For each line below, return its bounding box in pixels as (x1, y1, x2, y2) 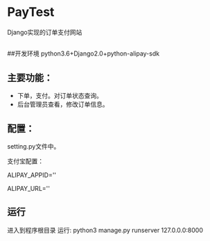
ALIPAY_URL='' (7, 184, 51, 192)
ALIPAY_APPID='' (7, 171, 57, 179)
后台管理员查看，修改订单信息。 (17, 100, 109, 108)
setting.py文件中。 (7, 142, 60, 150)
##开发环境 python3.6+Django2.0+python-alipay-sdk (7, 49, 160, 58)
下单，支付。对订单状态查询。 (17, 92, 103, 100)
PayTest (7, 4, 55, 20)
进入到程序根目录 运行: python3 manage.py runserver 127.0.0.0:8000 (7, 226, 203, 234)
